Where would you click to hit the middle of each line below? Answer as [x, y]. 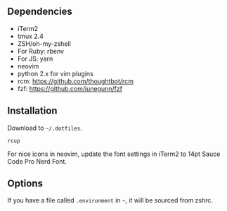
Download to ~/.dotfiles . [45, 128]
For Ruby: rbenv [41, 51]
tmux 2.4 [31, 36]
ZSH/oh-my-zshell [44, 43]
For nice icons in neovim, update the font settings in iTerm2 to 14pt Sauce [114, 154]
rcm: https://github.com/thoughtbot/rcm [75, 81]
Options [25, 184]
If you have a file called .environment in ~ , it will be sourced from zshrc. [110, 200]
